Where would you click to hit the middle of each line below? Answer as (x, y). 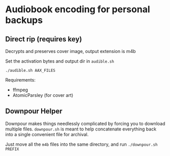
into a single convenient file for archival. (47, 134)
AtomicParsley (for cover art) (43, 95)
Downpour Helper (34, 111)
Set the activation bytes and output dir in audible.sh (60, 61)
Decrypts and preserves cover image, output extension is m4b (71, 51)
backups (24, 20)
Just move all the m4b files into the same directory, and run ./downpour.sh (81, 144)
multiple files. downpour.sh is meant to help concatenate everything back (81, 129)
